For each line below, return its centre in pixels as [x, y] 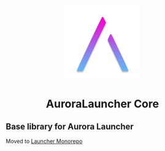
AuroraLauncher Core [102, 104]
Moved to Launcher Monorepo [44, 141]
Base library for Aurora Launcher [70, 126]
